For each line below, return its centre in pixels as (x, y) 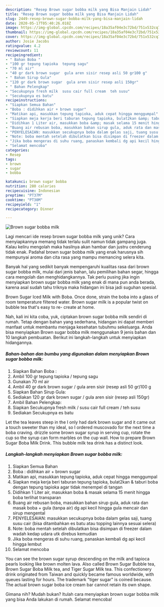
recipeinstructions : (27, 101)
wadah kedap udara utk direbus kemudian (55, 534)
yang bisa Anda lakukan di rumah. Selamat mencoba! (59, 599)
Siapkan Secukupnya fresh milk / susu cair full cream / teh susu (76, 407)
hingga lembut (27, 544)
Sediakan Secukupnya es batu (43, 413)
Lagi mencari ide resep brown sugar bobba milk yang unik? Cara (70, 237)
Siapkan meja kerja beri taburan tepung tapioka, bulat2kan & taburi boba (85, 482)
